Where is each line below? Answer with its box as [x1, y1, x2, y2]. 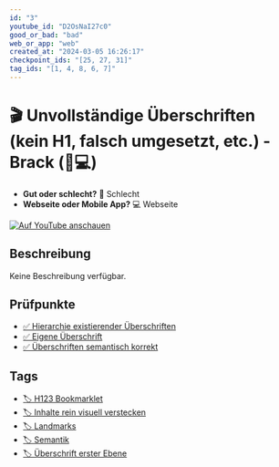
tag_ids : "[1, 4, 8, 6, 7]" [9, 65, 117, 74]
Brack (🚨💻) [9, 152, 98, 173]
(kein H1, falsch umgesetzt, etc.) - [9, 131, 271, 151]
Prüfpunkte [9, 297, 76, 313]
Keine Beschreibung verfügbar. [9, 270, 127, 281]
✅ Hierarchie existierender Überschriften [22, 321, 176, 332]
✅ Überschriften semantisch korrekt [22, 341, 159, 352]
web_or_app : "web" [9, 38, 79, 48]
